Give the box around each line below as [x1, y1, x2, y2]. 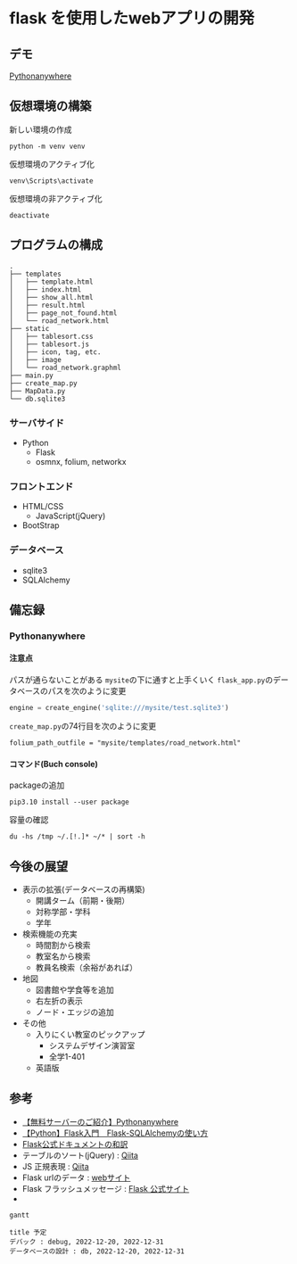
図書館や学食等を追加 [35, 984, 114, 995]
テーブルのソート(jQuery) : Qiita [21, 1150, 138, 1161]
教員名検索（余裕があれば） [35, 962, 138, 972]
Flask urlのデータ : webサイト [21, 1172, 131, 1183]
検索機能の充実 [21, 929, 78, 939]
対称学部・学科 [35, 906, 91, 917]
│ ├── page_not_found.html [9, 309, 118, 318]
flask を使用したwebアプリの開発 [9, 8, 255, 29]
